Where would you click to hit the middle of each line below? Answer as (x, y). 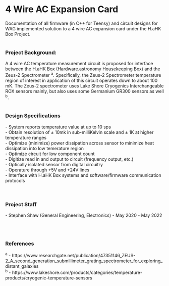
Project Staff (21, 204)
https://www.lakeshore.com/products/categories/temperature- (77, 272)
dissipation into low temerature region (45, 148)
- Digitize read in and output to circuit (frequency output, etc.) (69, 159)
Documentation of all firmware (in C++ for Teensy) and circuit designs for (81, 23)
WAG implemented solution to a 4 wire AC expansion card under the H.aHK (83, 28)
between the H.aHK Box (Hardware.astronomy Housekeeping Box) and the (83, 69)
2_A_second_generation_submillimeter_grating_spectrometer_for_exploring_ (84, 261)
